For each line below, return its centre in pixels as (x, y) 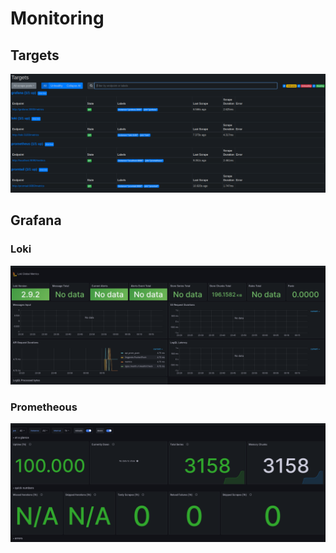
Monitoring (57, 18)
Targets (35, 55)
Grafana (36, 220)
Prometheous (44, 407)
